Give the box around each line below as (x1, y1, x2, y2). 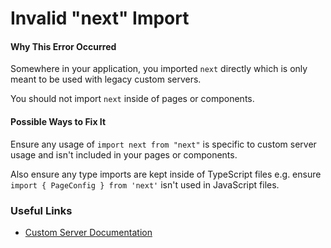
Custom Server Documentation (24, 226, 153, 238)
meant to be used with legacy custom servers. (10, 73, 202, 86)
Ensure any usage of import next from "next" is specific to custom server (10, 138, 317, 150)
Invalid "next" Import (10, 7, 190, 30)
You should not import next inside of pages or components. (10, 93, 255, 105)
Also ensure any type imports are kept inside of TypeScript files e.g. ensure (10, 168, 322, 180)
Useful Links (10, 203, 73, 217)
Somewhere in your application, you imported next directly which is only (10, 63, 308, 75)
